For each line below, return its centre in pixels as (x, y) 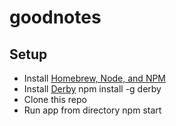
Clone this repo (55, 99)
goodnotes (55, 17)
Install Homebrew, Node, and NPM (95, 78)
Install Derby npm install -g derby (92, 89)
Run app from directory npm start (92, 110)
